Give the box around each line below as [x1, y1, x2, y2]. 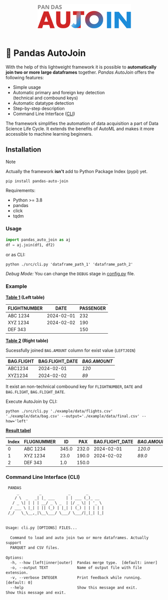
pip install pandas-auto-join [5, 179, 69, 184]
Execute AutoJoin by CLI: [5, 399, 58, 404]
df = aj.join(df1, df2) [5, 242, 55, 247]
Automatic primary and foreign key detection [12, 89, 105, 95]
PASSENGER [79, 305, 106, 311]
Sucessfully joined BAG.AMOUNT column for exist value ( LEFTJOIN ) [5, 347, 136, 353]
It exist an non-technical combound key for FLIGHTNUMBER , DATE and [5, 384, 143, 390]
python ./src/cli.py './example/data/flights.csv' [5, 409, 113, 414]
